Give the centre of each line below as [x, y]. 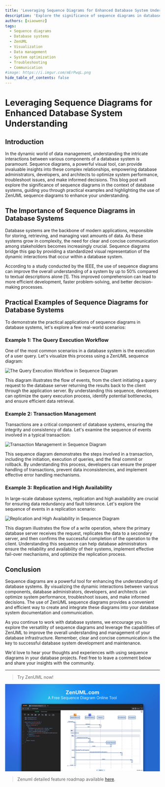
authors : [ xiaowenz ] [26, 21]
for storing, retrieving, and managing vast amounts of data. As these [74, 236]
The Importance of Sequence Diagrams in [70, 211]
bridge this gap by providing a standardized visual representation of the [78, 251]
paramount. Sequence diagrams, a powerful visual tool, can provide [74, 164]
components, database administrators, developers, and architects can [76, 592]
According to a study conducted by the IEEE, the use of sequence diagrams [82, 266]
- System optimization [33, 57]
